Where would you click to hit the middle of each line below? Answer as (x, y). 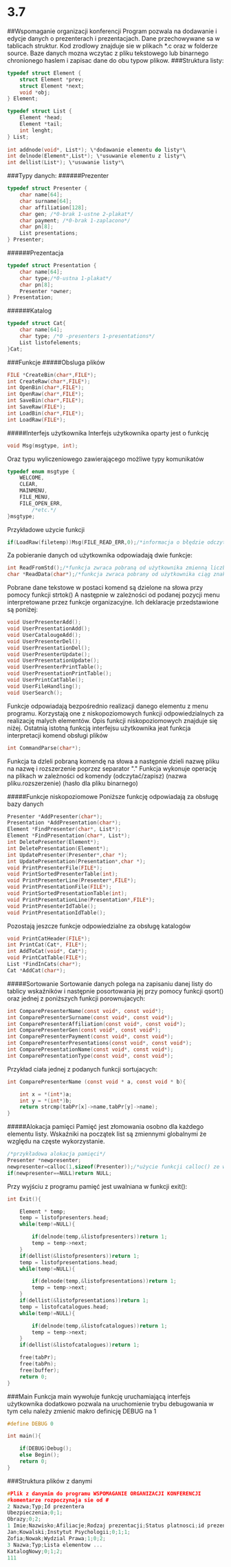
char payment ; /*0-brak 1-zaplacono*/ (75, 220)
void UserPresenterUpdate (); (49, 654)
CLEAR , (29, 484)
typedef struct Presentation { (52, 266)
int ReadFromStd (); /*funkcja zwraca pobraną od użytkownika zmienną (107, 568)
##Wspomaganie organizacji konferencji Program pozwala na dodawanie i (112, 31)
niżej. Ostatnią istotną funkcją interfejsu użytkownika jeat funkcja (99, 728)
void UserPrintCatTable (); (46, 680)
